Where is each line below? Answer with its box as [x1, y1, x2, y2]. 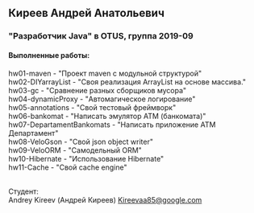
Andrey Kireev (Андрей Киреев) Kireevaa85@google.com [8, 195, 202, 204]
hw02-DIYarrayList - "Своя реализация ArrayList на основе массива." [8, 76, 247, 87]
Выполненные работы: [8, 50, 90, 59]
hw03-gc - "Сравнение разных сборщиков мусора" [8, 85, 187, 95]
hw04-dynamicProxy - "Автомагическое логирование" [8, 94, 196, 104]
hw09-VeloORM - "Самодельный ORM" [8, 145, 143, 155]
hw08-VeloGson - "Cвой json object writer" [8, 137, 154, 146]
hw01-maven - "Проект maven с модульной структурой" [8, 68, 202, 78]
